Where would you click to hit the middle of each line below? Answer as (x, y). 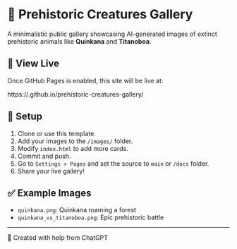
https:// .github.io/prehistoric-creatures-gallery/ (75, 94)
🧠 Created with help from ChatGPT (57, 238)
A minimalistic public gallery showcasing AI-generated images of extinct (112, 34)
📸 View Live (34, 64)
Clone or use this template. (57, 133)
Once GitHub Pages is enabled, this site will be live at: (85, 80)
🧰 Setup (25, 117)
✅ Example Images (49, 193)
